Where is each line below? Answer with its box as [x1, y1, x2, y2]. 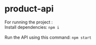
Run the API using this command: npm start [4, 34, 92, 40]
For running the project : [4, 19, 53, 25]
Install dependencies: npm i [4, 24, 60, 30]
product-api [4, 3, 54, 14]
